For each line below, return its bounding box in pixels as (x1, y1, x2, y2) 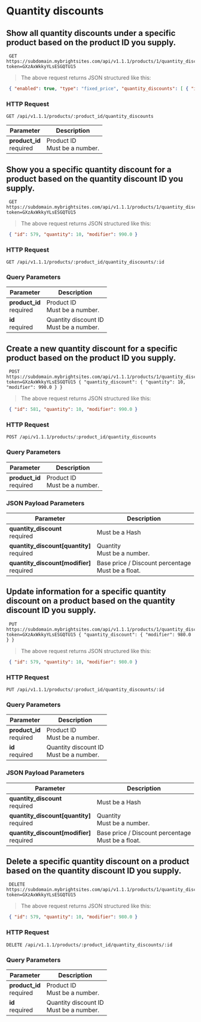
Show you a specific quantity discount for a (6, 164, 172, 175)
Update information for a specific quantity (6, 587, 166, 597)
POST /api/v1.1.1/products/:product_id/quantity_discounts (6, 434, 157, 440)
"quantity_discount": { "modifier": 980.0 (83, 631, 191, 637)
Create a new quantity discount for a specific (6, 343, 178, 353)
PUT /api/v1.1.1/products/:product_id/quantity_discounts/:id (6, 687, 165, 693)
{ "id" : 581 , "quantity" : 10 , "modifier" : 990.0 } (8, 407, 138, 413)
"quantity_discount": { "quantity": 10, (83, 379, 186, 385)
